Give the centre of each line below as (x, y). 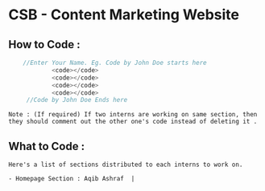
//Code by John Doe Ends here (77, 100)
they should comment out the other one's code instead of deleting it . (133, 122)
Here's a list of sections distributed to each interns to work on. (126, 165)
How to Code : (44, 45)
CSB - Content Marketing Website (124, 15)
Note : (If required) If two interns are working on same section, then (133, 115)
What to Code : (47, 146)
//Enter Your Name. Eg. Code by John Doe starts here (115, 63)
